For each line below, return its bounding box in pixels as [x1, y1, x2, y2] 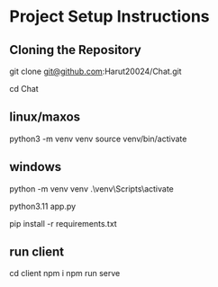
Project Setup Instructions [9, 6, 210, 27]
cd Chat [9, 84, 39, 94]
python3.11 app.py [9, 201, 77, 211]
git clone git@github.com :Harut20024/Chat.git [9, 66, 182, 76]
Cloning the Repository [9, 42, 141, 58]
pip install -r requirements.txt [9, 218, 117, 229]
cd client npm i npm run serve [9, 268, 121, 279]
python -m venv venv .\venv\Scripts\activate [9, 183, 174, 194]
